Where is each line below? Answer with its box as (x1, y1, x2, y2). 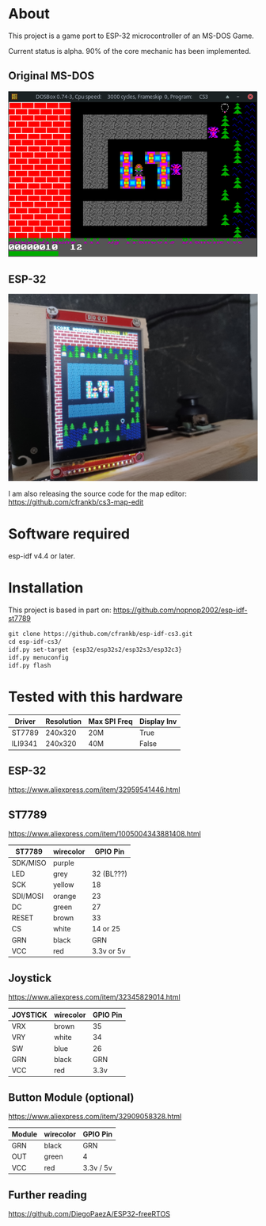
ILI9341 (11, 739, 38, 748)
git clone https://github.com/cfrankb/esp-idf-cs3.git (8, 630, 193, 638)
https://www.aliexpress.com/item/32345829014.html (8, 992, 180, 1002)
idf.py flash (8, 662, 51, 670)
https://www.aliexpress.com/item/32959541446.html (8, 785, 180, 794)
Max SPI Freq (88, 716, 133, 725)
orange (52, 891, 77, 900)
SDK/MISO (11, 858, 47, 867)
